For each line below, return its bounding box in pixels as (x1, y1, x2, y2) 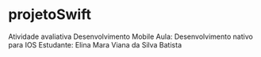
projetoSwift (8, 6, 91, 24)
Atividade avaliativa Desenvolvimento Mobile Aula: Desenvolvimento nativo (8, 32, 254, 41)
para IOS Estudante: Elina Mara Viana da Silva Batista (8, 40, 182, 49)
